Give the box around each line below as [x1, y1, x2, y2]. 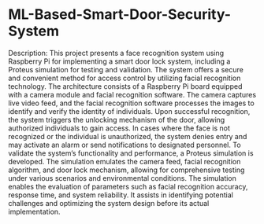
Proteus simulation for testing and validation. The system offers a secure [8, 64, 244, 74]
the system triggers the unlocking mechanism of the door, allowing [8, 115, 225, 124]
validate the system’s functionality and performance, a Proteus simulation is [8, 148, 254, 158]
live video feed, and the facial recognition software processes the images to [8, 98, 255, 108]
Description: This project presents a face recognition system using [8, 48, 225, 57]
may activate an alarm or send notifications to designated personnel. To [8, 140, 242, 149]
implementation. [8, 207, 61, 216]
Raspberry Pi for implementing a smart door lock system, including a [8, 57, 231, 66]
